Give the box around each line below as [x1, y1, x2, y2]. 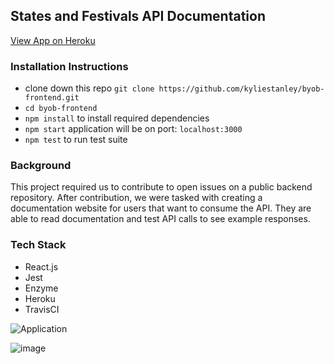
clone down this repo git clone [24, 82, 155, 94]
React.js [24, 260, 59, 273]
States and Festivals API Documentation [10, 8, 267, 25]
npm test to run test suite [24, 134, 128, 146]
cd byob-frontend [24, 104, 98, 114]
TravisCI [24, 303, 60, 315]
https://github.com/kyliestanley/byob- [158, 84, 325, 94]
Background [10, 159, 72, 173]
